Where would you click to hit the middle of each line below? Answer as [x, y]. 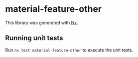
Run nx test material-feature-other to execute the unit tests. [69, 50]
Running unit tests [34, 38]
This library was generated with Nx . [42, 23]
